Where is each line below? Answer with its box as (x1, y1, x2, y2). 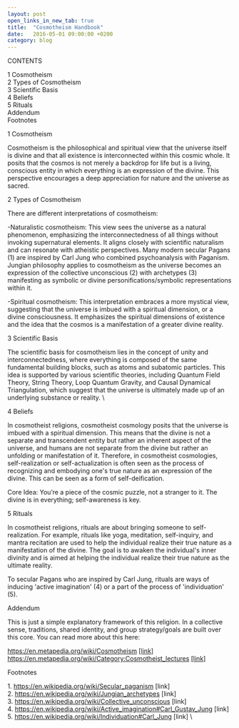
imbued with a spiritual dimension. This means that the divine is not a (7, 429, 210, 438)
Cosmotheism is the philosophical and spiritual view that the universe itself (7, 143, 227, 152)
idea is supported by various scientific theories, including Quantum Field (7, 370, 220, 379)
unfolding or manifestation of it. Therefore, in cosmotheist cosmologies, (7, 451, 218, 460)
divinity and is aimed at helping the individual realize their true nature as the (7, 554, 230, 562)
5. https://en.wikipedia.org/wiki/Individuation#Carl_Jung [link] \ (7, 712, 193, 721)
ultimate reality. (7, 561, 53, 570)
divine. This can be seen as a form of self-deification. (7, 474, 165, 482)
